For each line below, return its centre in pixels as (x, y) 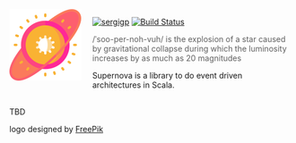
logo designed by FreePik (57, 129)
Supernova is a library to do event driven (168, 76)
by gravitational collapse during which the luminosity (190, 49)
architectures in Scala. (134, 85)
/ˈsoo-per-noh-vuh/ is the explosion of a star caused (189, 39)
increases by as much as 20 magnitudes (167, 58)
